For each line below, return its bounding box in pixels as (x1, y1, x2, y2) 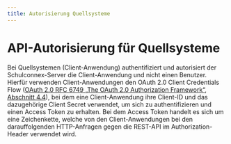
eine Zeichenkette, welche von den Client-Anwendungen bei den (7, 115, 193, 123)
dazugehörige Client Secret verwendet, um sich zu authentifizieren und (7, 100, 212, 109)
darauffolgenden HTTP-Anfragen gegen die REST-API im (7, 122, 170, 131)
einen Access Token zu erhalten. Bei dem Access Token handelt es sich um (7, 107, 224, 115)
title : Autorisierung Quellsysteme (7, 10, 111, 17)
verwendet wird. (30, 129, 77, 138)
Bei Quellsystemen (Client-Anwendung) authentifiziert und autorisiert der (7, 63, 217, 72)
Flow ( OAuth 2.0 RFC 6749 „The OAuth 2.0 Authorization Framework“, (7, 85, 207, 94)
